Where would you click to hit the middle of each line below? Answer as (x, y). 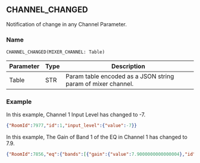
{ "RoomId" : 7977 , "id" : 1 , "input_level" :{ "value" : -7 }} (71, 126)
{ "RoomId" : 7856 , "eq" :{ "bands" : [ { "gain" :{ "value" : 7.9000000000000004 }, (96, 155)
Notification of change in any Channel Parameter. (66, 24)
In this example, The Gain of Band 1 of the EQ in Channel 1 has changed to (97, 137)
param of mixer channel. (99, 84)
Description (128, 66)
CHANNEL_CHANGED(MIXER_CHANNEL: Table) (56, 52)
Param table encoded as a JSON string (120, 76)
